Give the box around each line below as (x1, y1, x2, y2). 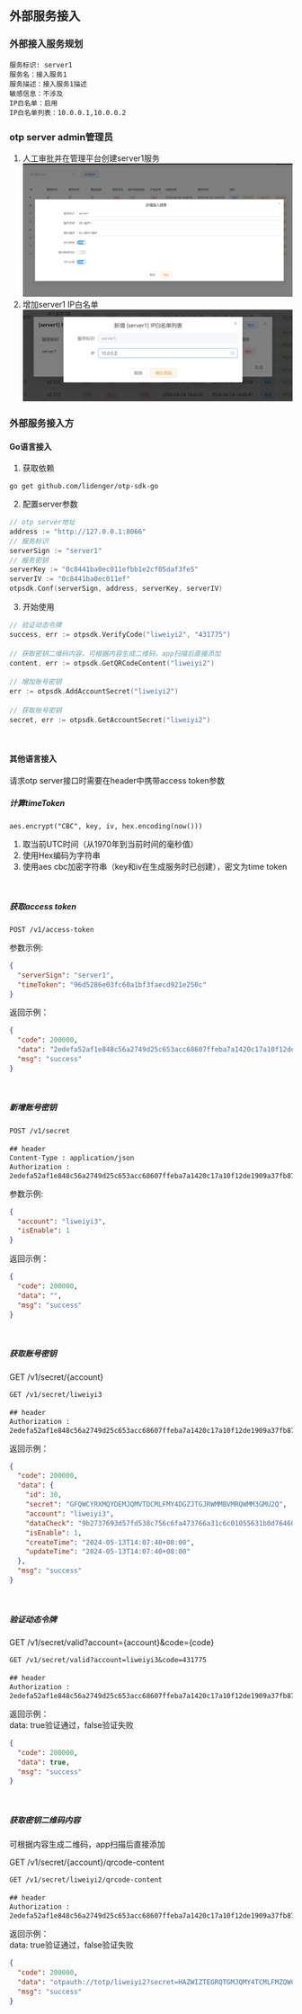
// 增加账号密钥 (9, 677, 62, 686)
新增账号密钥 (9, 1102, 57, 1113)
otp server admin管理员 (9, 130, 114, 143)
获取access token (9, 900, 76, 911)
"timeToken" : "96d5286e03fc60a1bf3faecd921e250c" (17, 980, 207, 989)
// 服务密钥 (9, 556, 49, 565)
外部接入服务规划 (9, 38, 84, 50)
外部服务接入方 (9, 416, 75, 429)
